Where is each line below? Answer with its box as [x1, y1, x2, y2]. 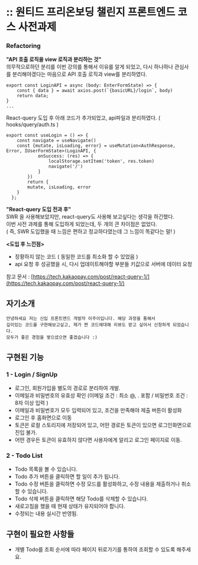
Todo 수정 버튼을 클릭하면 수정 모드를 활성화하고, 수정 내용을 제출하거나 [14, 480, 180, 487]
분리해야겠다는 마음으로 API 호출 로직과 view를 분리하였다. [12, 70, 147, 78]
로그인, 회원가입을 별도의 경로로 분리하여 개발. [14, 384, 121, 391]
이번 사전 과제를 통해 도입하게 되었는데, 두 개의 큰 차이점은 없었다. [6, 220, 158, 228]
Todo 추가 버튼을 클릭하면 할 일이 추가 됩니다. [14, 473, 120, 480]
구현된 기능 [6, 352, 44, 362]
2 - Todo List [6, 451, 43, 460]
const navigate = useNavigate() [17, 137, 96, 144]
